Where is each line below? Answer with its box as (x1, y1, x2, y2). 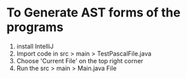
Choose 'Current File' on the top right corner (16, 56, 144, 65)
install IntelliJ (16, 42, 54, 50)
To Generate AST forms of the (6, 5, 181, 21)
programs (6, 19, 63, 35)
